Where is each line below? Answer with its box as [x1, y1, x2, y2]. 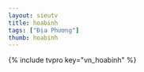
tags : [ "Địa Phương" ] [8, 26, 80, 34]
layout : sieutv [8, 11, 59, 20]
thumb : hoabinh [8, 33, 59, 42]
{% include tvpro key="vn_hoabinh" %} [8, 55, 137, 65]
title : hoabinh [8, 19, 59, 27]
